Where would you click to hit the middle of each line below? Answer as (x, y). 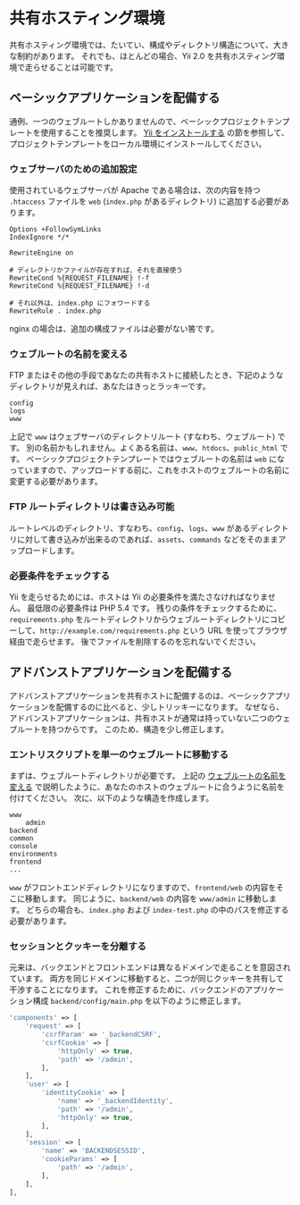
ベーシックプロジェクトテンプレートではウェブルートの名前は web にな (156, 459)
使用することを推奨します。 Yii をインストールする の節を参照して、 (164, 132)
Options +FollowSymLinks (55, 230)
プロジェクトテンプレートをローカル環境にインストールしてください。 (138, 143)
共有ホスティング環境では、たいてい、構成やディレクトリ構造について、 (142, 45)
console (24, 847)
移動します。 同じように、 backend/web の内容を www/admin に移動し (147, 898)
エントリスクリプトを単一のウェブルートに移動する (119, 754)
